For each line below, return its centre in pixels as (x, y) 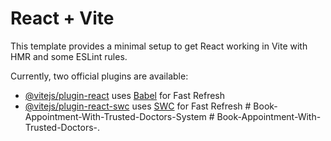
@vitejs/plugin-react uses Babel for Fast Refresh (125, 95)
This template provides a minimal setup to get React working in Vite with (159, 46)
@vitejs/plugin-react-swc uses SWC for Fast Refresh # (138, 106)
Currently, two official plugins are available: (99, 76)
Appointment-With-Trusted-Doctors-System (115, 116)
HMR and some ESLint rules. (69, 56)
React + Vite (62, 18)
